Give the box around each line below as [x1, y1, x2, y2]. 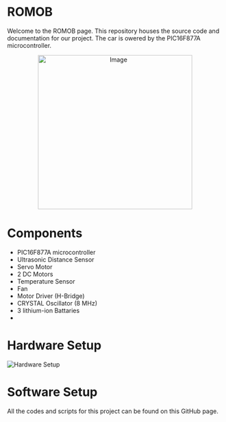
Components [7, 225, 83, 241]
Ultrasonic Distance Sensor [16, 255, 95, 264]
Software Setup [7, 384, 98, 399]
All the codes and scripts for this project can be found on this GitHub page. [7, 407, 219, 415]
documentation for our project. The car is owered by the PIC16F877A [7, 34, 201, 42]
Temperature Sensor [16, 277, 75, 285]
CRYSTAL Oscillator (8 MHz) [16, 299, 98, 307]
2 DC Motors [16, 270, 53, 278]
